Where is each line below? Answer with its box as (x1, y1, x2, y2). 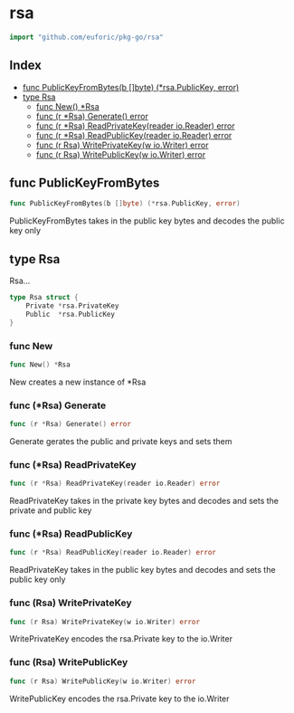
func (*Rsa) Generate (9, 399, 107, 412)
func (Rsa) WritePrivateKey (9, 596, 133, 609)
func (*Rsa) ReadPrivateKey (9, 458, 138, 471)
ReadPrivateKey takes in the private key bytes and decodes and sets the (9, 496, 279, 507)
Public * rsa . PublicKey (25, 309, 116, 318)
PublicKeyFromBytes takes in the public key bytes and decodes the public (9, 215, 285, 226)
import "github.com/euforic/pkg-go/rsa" (9, 33, 165, 42)
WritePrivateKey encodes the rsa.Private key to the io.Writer (9, 633, 233, 644)
